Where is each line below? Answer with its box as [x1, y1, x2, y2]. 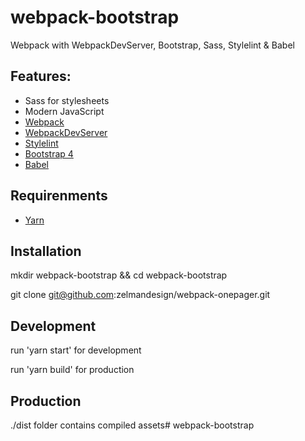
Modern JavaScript [24, 105, 105, 117]
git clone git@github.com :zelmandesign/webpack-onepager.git [10, 289, 271, 301]
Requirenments [10, 187, 108, 205]
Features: [10, 68, 72, 85]
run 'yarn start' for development [10, 344, 142, 356]
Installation [10, 242, 82, 260]
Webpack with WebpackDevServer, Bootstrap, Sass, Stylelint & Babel [10, 39, 295, 51]
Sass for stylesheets [24, 94, 110, 106]
